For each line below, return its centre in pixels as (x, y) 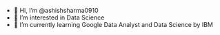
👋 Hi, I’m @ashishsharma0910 (56, 10)
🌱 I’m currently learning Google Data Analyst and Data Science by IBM (113, 25)
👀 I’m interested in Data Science (59, 17)
